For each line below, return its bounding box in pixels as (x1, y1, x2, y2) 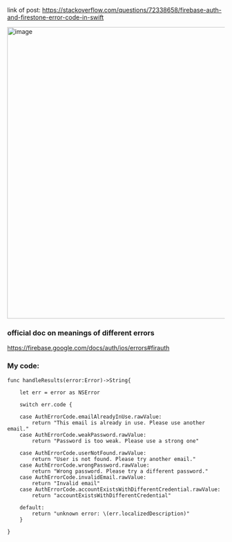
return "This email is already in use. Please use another (32, 419, 206, 426)
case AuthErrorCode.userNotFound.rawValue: (19, 449, 147, 456)
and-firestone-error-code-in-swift (7, 13, 104, 21)
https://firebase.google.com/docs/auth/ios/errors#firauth (7, 344, 170, 352)
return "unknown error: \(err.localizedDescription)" (32, 510, 190, 517)
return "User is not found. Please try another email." (32, 455, 196, 462)
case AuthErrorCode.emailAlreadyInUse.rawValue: (19, 413, 162, 420)
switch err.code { (19, 401, 72, 408)
